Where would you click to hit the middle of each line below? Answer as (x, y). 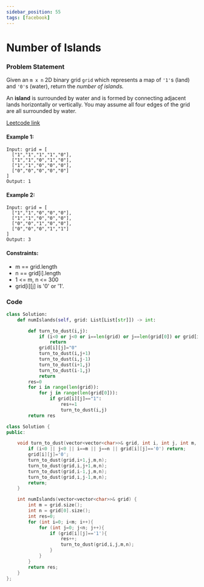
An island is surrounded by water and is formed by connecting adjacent (96, 98)
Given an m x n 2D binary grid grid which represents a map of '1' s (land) (98, 80)
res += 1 (69, 405)
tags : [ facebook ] (28, 18)
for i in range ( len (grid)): (63, 387)
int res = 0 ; (42, 516)
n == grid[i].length (38, 273)
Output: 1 (19, 182)
